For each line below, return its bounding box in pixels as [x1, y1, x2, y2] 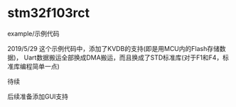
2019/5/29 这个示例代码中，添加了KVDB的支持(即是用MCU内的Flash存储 [7, 44, 220, 52]
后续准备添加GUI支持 [7, 92, 69, 101]
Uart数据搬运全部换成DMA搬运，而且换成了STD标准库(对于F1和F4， [23, 53, 223, 62]
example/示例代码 [7, 29, 60, 38]
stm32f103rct [7, 5, 90, 21]
